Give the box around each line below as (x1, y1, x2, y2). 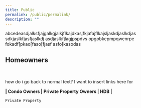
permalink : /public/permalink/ (5, 12, 71, 17)
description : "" (5, 17, 39, 22)
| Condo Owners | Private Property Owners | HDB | (5, 88, 112, 94)
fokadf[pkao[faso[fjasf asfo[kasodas (5, 41, 81, 47)
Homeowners (5, 56, 49, 64)
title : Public (5, 7, 35, 13)
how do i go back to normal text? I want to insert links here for (5, 79, 133, 85)
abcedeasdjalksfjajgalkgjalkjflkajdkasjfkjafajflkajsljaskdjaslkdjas (5, 31, 136, 37)
